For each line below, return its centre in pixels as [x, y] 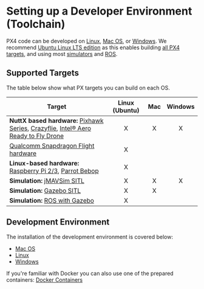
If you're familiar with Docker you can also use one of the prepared [90, 273]
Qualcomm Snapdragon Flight [52, 145]
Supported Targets [43, 73]
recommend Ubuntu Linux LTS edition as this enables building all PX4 [93, 47]
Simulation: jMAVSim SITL [47, 181]
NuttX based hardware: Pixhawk [56, 120]
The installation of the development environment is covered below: [90, 237]
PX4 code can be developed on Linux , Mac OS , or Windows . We [87, 41]
